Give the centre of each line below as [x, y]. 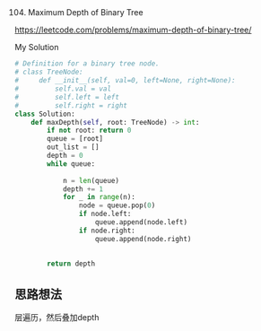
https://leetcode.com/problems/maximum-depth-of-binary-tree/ [133, 30]
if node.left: [105, 214]
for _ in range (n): [99, 197]
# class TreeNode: [49, 72]
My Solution [37, 48]
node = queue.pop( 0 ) [117, 205]
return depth [71, 264]
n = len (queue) [91, 180]
